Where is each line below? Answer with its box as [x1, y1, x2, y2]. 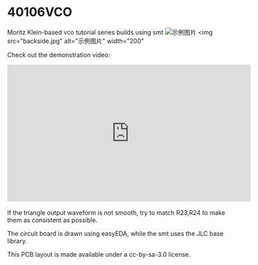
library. [7, 236, 28, 245]
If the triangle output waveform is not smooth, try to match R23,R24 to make [7, 208, 226, 216]
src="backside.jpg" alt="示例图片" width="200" [7, 36, 145, 45]
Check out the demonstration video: [7, 50, 111, 59]
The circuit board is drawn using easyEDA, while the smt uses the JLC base [7, 229, 224, 237]
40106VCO [7, 4, 73, 20]
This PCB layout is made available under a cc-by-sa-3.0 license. [7, 250, 191, 258]
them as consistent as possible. [7, 216, 98, 224]
